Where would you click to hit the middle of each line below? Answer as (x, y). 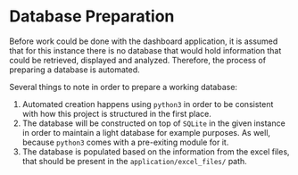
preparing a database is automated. (74, 70)
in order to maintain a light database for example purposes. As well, (146, 132)
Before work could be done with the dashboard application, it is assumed (144, 41)
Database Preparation (92, 17)
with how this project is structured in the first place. (117, 113)
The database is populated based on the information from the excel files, (156, 151)
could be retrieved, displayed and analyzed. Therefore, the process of (137, 60)
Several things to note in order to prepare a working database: (124, 87)
